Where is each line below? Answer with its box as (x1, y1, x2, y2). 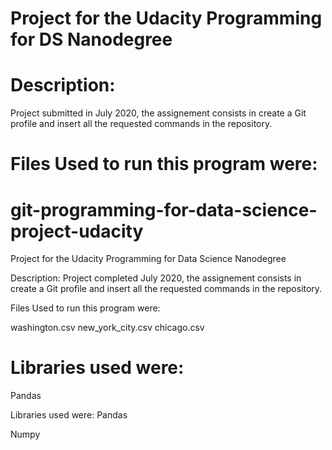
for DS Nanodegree (10, 28, 173, 51)
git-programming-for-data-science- (10, 198, 318, 221)
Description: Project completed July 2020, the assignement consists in (10, 272, 302, 284)
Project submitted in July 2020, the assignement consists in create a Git (10, 107, 307, 119)
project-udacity (10, 220, 144, 242)
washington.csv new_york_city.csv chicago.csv (10, 322, 205, 334)
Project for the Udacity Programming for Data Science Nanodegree (10, 253, 287, 265)
